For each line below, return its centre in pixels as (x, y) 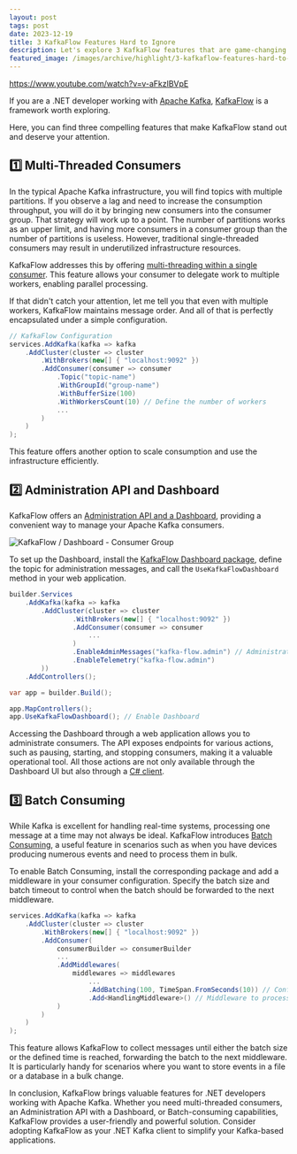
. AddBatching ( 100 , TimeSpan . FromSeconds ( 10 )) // (179, 989)
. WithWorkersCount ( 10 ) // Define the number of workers (161, 402)
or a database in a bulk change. (66, 1076)
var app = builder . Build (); (61, 692)
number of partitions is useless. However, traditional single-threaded (134, 238)
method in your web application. (68, 578)
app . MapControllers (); (51, 709)
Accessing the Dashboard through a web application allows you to (129, 734)
